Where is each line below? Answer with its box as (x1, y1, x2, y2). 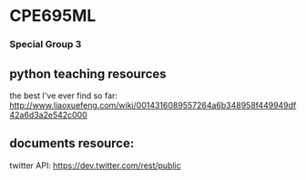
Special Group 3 (9, 38, 82, 51)
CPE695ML (9, 5, 97, 26)
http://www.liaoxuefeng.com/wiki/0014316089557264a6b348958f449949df (9, 99, 297, 110)
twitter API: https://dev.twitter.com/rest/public (9, 160, 181, 171)
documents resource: (9, 135, 135, 151)
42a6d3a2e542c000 (9, 109, 88, 120)
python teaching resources (9, 65, 167, 82)
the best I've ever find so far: (9, 90, 118, 101)
